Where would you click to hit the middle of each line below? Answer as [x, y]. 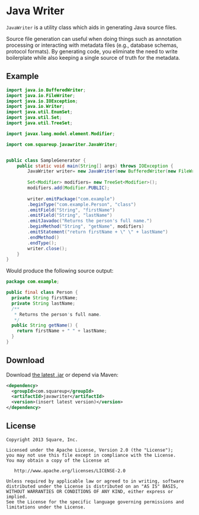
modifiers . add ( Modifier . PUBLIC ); [69, 188]
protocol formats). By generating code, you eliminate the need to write [92, 51]
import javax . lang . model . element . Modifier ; [61, 134]
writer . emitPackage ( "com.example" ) [71, 199]
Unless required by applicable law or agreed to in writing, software [95, 481]
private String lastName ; [44, 303]
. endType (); [42, 243]
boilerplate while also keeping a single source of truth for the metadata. [93, 57]
